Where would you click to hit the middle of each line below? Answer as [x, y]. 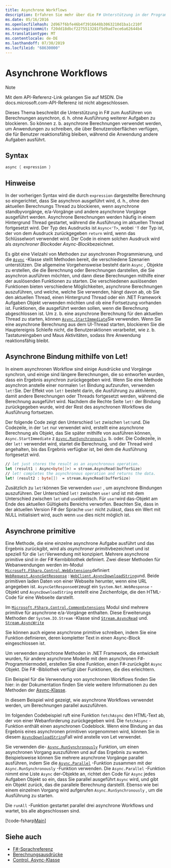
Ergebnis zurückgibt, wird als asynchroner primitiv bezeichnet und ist [77, 549]
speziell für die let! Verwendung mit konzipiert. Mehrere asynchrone [77, 554]
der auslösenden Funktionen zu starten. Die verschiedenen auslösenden [81, 281]
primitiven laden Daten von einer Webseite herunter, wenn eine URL [76, 581]
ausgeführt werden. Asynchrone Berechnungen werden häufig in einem [80, 217]
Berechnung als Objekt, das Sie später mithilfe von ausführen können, [78, 433]
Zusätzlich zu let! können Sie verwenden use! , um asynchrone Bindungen [84, 488]
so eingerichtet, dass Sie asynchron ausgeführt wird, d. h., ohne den [77, 201]
